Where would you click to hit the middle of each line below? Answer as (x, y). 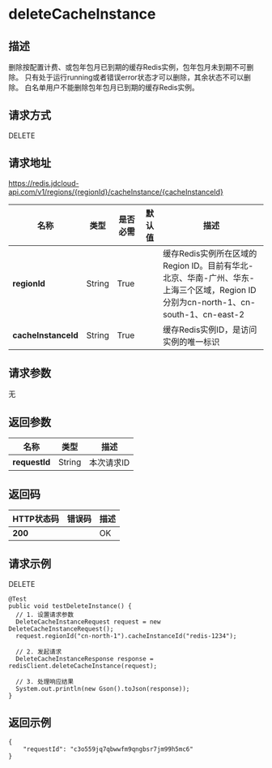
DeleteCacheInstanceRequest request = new (88, 622)
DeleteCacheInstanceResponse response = (85, 658)
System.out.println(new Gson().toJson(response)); (103, 688)
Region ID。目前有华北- (208, 265)
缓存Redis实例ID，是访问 (210, 330)
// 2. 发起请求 (39, 652)
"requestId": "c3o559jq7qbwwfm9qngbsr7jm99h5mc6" (108, 749)
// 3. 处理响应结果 (45, 682)
